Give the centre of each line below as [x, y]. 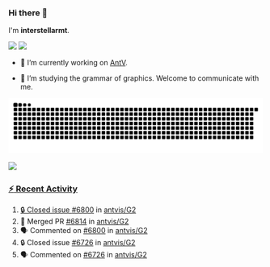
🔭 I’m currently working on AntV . [74, 63]
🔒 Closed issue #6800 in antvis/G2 [78, 210]
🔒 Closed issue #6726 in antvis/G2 [78, 243]
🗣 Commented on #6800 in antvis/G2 [84, 231]
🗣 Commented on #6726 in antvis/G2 [84, 255]
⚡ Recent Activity [43, 189]
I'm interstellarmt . [39, 31]
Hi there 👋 [28, 13]
